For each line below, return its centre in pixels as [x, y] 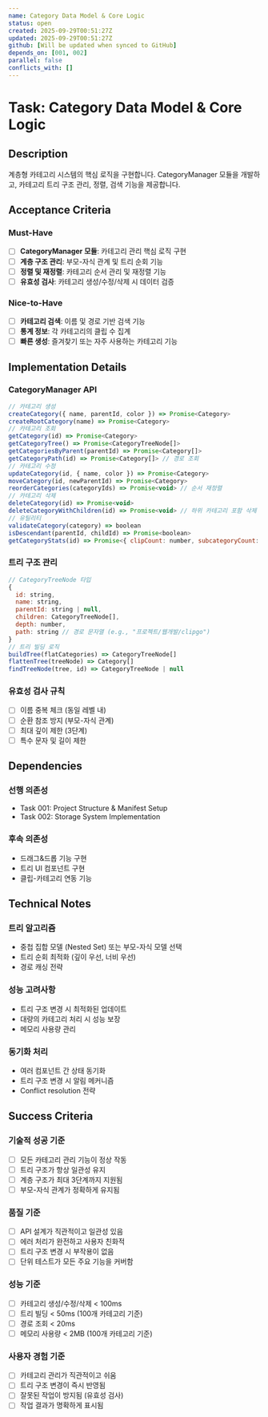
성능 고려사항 [32, 990]
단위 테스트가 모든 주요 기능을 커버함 [76, 1262]
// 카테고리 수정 [32, 466]
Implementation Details [68, 367]
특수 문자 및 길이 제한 [53, 740]
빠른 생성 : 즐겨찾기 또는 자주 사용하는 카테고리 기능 [99, 341]
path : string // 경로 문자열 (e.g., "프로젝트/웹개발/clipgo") [113, 632]
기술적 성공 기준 [37, 1140]
